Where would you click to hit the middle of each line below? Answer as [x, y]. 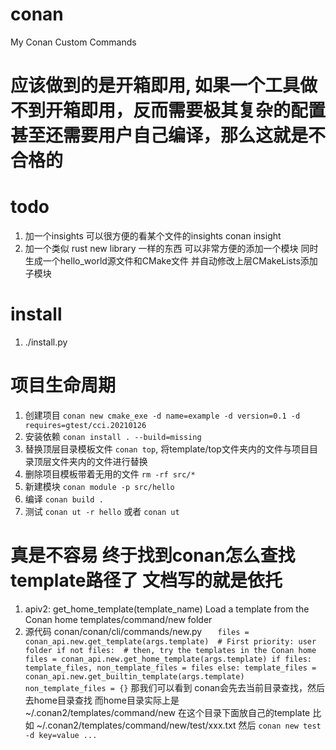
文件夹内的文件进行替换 [99, 461]
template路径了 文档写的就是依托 [146, 580]
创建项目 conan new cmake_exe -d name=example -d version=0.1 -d [162, 415]
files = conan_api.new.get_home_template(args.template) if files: [168, 659]
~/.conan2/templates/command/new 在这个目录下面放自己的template [167, 712]
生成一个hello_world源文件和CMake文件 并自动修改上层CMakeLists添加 [171, 261]
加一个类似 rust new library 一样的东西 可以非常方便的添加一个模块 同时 [171, 249]
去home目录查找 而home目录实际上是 [102, 700]
